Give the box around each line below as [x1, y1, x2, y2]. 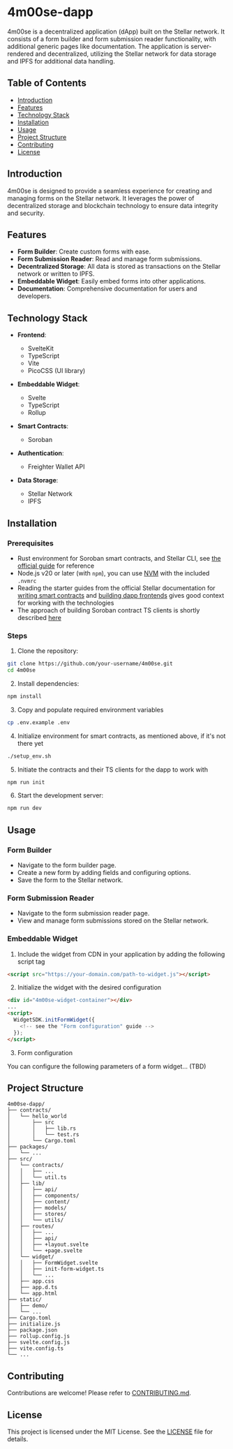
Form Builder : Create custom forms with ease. [17, 247, 151, 256]
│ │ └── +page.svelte [7, 1247, 82, 1254]
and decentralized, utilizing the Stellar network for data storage [34, 50, 217, 58]
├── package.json [7, 1327, 58, 1334]
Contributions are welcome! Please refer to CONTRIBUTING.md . [7, 1389, 192, 1397]
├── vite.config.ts [7, 1345, 64, 1352]
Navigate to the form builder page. [17, 860, 116, 869]
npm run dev [7, 804, 42, 812]
